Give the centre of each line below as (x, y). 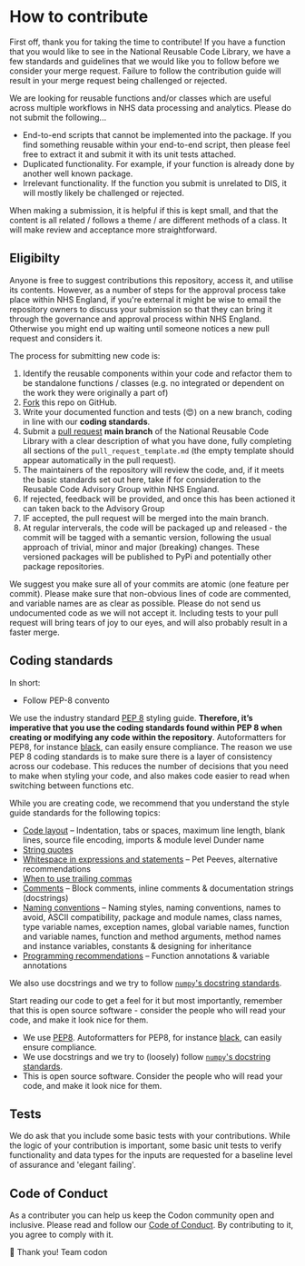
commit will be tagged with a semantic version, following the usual (147, 537)
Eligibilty (35, 258)
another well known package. (78, 173)
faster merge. (35, 632)
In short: (25, 682)
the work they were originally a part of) (95, 392)
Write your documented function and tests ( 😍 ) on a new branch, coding (157, 411)
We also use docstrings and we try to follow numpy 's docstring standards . (146, 983)
